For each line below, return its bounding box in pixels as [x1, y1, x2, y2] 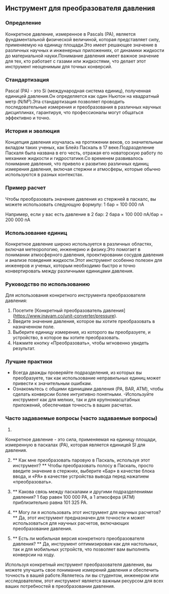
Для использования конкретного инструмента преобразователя [5, 292, 146, 299]
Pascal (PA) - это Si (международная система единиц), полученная [5, 88, 151, 94]
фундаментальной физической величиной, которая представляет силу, [5, 36, 160, 42]
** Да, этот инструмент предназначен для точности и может [12, 515, 145, 521]
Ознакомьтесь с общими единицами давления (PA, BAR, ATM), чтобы [12, 386, 163, 392]
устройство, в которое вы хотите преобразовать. [12, 335, 120, 341]
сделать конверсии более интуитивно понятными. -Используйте [12, 391, 154, 397]
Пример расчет [5, 184, 46, 192]
